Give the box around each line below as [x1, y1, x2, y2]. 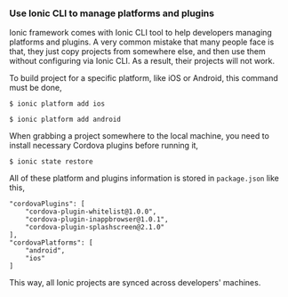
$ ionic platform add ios [9, 100, 105, 108]
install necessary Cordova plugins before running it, [9, 140, 198, 151]
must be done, [9, 83, 62, 93]
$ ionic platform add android [9, 115, 122, 124]
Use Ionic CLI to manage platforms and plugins [9, 7, 215, 20]
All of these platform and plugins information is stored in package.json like [9, 173, 280, 184]
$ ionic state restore [9, 157, 93, 166]
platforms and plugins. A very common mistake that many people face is [9, 36, 275, 47]
